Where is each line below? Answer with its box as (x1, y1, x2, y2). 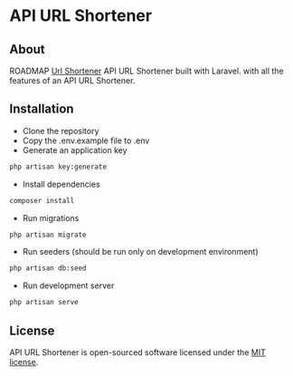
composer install (9, 196, 75, 205)
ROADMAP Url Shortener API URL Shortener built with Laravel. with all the (9, 65, 284, 76)
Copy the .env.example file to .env (22, 135, 150, 146)
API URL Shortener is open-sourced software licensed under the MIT (9, 347, 267, 358)
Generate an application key (22, 144, 128, 155)
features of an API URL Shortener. (9, 75, 136, 86)
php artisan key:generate (9, 162, 107, 171)
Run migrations (22, 212, 80, 223)
